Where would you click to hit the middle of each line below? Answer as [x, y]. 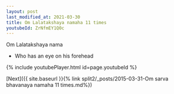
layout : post [22, 11]
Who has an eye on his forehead [54, 56]
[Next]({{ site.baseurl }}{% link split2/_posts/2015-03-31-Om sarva [87, 79]
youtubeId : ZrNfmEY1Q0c [35, 28]
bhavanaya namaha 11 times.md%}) [49, 85]
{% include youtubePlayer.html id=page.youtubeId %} [72, 68]
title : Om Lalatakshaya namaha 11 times [57, 22]
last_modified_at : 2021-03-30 [43, 17]
